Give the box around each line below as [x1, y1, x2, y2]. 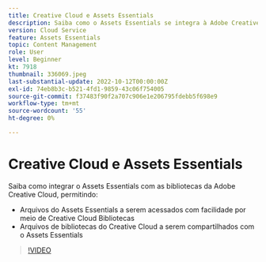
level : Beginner [8, 56, 62, 64]
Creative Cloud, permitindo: [8, 189, 99, 199]
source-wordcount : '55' [8, 107, 87, 115]
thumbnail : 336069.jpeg [8, 70, 87, 78]
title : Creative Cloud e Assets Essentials [8, 11, 154, 20]
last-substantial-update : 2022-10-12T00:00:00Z [8, 77, 169, 85]
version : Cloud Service [8, 26, 87, 34]
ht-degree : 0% [8, 114, 55, 122]
